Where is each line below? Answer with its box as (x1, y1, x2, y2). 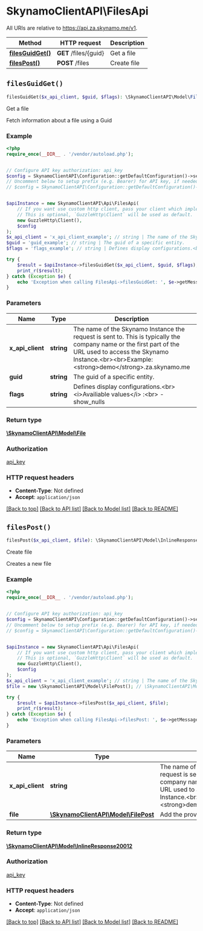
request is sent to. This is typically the (73, 332, 181, 340)
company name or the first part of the (73, 340, 180, 348)
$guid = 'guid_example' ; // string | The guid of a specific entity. (6, 240, 185, 246)
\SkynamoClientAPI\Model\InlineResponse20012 (6, 842, 133, 849)
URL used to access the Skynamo (73, 347, 169, 356)
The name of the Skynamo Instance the (73, 325, 185, 333)
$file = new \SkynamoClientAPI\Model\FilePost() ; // (6, 683, 142, 689)
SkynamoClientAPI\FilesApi (6, 4, 149, 18)
